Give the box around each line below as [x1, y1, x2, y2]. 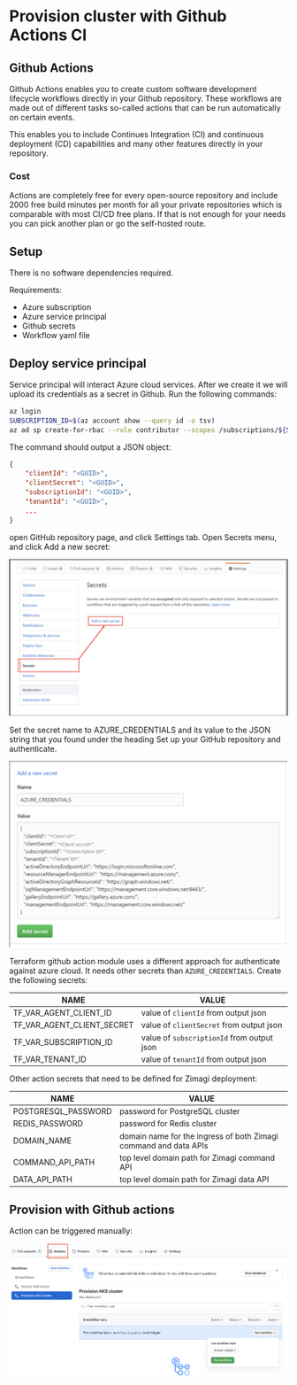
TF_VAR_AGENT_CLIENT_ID [12, 1008, 112, 1018]
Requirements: [9, 285, 62, 296]
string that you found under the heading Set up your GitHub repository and [9, 734, 281, 745]
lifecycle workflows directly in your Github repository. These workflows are [9, 93, 283, 104]
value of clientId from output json [141, 1008, 267, 1018]
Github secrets [21, 321, 76, 331]
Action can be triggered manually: [9, 1226, 133, 1236]
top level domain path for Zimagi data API [118, 1174, 270, 1185]
